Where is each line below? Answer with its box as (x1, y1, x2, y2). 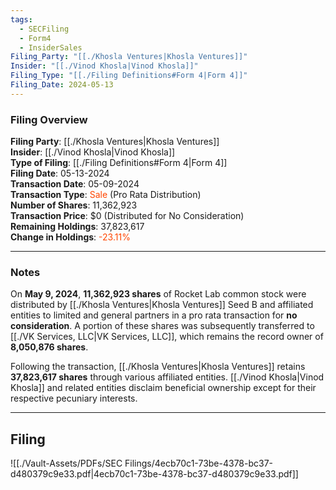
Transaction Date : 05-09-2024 (10, 178, 140, 190)
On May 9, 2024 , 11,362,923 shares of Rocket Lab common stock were (10, 288, 307, 300)
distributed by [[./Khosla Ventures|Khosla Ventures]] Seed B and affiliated (10, 299, 314, 311)
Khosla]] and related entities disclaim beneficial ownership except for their (10, 382, 317, 394)
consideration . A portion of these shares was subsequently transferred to (10, 320, 315, 332)
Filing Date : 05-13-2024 (10, 167, 110, 180)
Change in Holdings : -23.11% (10, 231, 131, 243)
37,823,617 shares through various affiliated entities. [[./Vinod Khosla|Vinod (10, 371, 325, 383)
